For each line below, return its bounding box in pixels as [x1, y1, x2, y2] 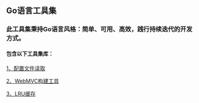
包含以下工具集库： [6, 50, 54, 57]
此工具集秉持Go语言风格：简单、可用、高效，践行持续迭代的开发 [6, 25, 193, 34]
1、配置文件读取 [6, 65, 46, 72]
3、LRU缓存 [6, 90, 36, 97]
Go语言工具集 [6, 5, 57, 16]
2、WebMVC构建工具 [6, 77, 59, 84]
